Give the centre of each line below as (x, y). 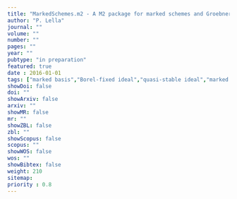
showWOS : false (30, 152)
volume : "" (23, 34)
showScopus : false (34, 138)
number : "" (23, 40)
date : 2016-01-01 (34, 73)
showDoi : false (30, 86)
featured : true (30, 66)
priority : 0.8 (30, 184)
